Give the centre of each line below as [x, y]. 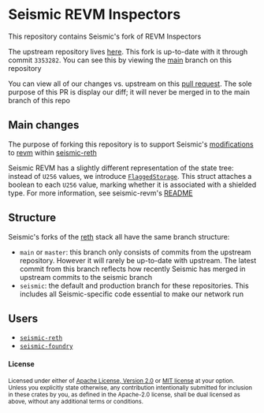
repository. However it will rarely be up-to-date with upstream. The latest [138, 260]
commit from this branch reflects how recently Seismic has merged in [132, 269]
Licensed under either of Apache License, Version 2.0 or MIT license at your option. [121, 381]
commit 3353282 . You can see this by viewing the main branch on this [120, 60]
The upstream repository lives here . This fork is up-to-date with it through [128, 51]
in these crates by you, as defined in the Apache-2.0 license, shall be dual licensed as [124, 394]
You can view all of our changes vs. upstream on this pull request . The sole [130, 84]
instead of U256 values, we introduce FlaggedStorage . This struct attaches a [130, 176]
